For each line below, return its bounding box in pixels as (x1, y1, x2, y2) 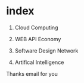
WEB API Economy (14, 35, 61, 42)
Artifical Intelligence (14, 59, 64, 66)
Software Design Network (14, 47, 79, 54)
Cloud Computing (14, 24, 58, 31)
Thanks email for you (6, 70, 58, 77)
